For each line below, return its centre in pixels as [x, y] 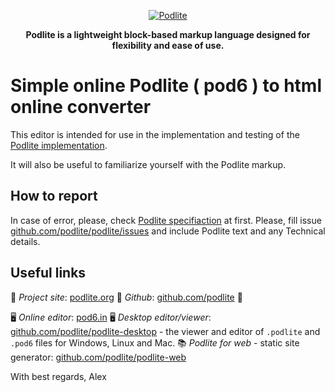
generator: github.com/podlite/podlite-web [98, 357]
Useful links [48, 273]
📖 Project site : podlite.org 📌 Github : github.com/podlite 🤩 [126, 297]
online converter [81, 107]
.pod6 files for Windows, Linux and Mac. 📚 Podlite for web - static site [155, 342]
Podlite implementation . [59, 145]
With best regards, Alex [58, 376]
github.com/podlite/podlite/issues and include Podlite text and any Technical [168, 231]
